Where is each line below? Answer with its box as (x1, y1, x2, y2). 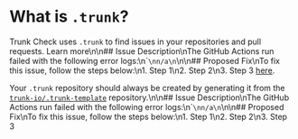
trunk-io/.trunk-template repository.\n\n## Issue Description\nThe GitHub (9, 92, 290, 103)
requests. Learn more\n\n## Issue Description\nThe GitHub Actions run (9, 45, 275, 56)
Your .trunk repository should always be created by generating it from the (9, 82, 285, 93)
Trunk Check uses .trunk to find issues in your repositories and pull (9, 36, 262, 47)
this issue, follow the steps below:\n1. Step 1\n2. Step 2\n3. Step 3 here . (9, 65, 275, 76)
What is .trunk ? (9, 6, 129, 27)
